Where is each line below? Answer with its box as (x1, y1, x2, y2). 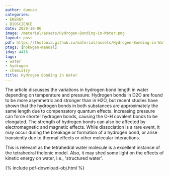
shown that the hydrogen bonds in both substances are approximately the (5, 103, 158, 109)
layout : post (5, 36, 33, 41)
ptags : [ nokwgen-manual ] (5, 45, 57, 50)
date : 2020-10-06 (5, 26, 42, 31)
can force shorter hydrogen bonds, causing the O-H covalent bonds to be (5, 113, 158, 119)
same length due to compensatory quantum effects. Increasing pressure (5, 108, 155, 114)
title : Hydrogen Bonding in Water (5, 73, 78, 78)
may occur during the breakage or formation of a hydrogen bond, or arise (5, 129, 157, 135)
